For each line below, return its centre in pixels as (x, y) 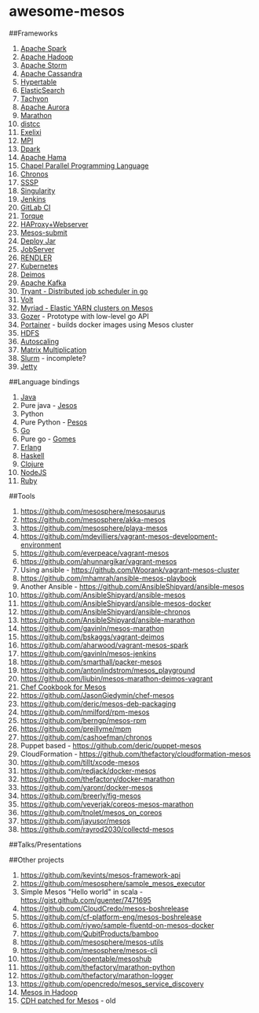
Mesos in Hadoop (49, 992)
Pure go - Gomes (48, 439)
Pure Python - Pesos (54, 422)
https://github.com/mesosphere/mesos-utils (92, 942)
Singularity (38, 191)
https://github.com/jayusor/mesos (75, 821)
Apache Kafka (43, 283)
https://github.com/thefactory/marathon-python (98, 967)
